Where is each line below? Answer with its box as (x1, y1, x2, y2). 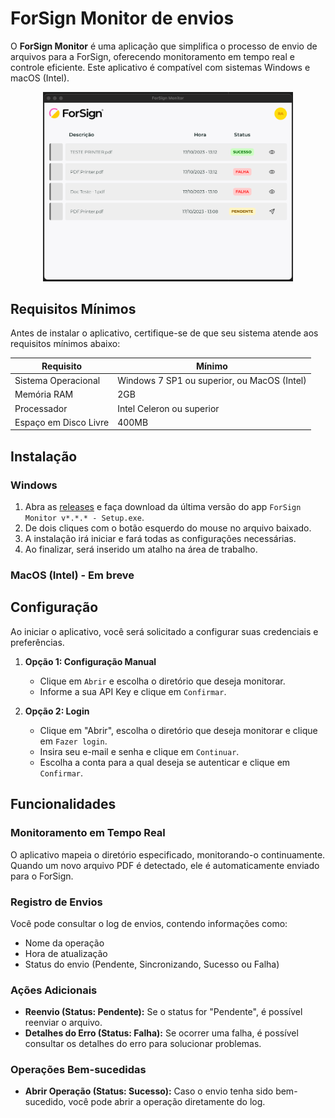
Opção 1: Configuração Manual (24, 655, 157, 667)
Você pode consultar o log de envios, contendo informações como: (10, 917, 288, 929)
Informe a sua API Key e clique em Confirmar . (39, 685, 227, 697)
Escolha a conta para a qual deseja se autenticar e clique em (39, 756, 291, 768)
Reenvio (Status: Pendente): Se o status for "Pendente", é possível (24, 1006, 303, 1018)
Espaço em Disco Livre (14, 416, 110, 428)
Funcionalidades (10, 796, 117, 813)
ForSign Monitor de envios (10, 7, 235, 30)
